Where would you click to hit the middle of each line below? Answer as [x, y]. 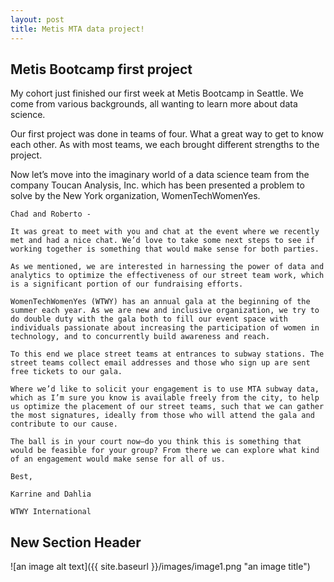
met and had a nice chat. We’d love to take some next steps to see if [162, 241]
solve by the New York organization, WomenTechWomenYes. [135, 196]
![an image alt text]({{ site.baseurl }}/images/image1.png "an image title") [160, 567]
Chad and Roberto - [51, 214]
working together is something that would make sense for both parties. [165, 249]
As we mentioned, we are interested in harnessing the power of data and [167, 267]
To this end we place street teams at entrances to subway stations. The [167, 354]
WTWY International [51, 512]
